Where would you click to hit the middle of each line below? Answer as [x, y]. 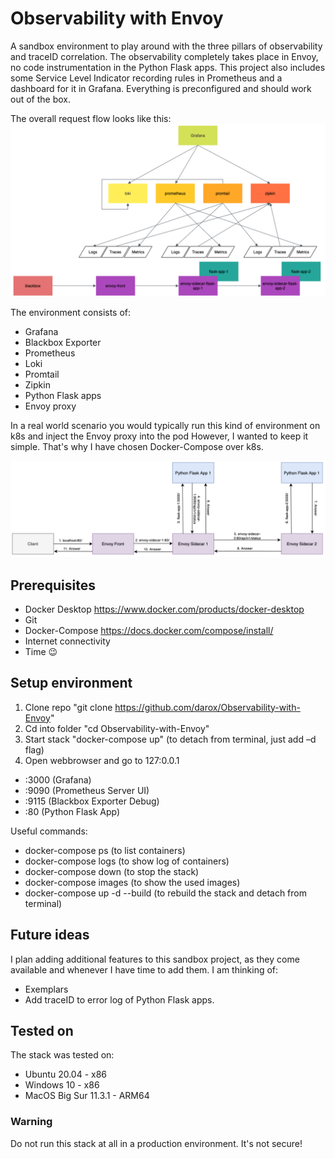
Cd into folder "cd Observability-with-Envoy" [117, 728]
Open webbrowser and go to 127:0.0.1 [102, 760]
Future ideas [50, 935]
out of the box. [40, 99]
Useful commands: [49, 831]
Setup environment [71, 683]
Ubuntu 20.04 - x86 [66, 1074]
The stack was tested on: [62, 1055]
